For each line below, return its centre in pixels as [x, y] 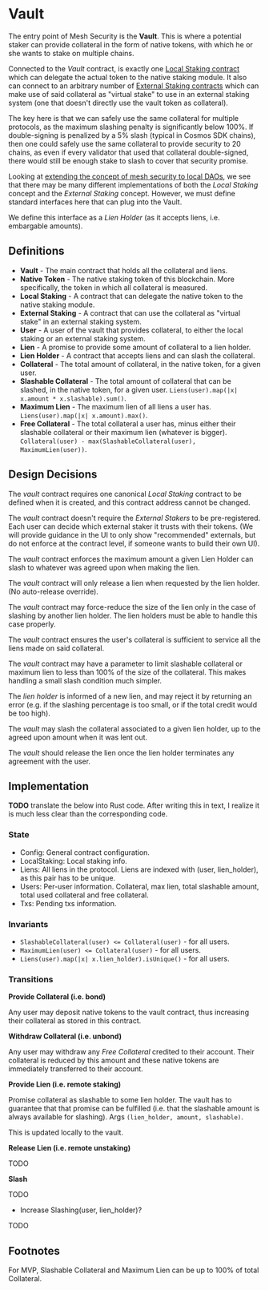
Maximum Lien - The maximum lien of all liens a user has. [116, 406]
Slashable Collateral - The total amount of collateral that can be [126, 381]
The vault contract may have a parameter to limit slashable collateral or [125, 663]
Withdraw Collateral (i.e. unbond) [65, 1036]
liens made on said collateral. [56, 648]
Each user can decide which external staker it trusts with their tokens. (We [131, 526]
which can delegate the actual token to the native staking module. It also [128, 77]
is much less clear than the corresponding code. [88, 814]
